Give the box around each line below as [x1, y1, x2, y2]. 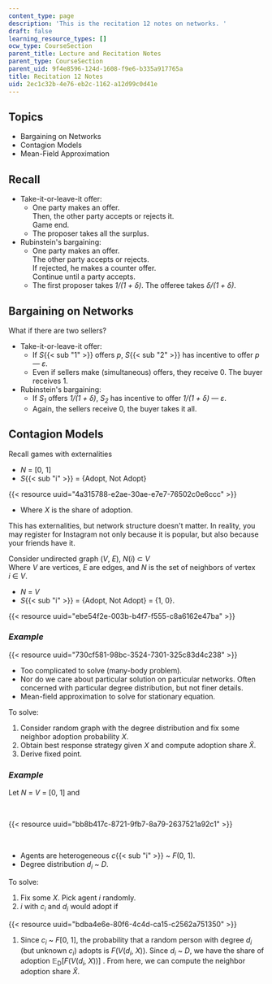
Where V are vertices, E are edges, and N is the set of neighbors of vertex [8, 562, 256, 572]
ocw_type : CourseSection [8, 42, 93, 50]
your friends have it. [8, 538, 76, 547]
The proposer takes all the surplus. [32, 229, 149, 238]
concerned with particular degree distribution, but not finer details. [19, 682, 244, 692]
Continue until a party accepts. [32, 272, 136, 281]
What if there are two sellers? [8, 325, 107, 335]
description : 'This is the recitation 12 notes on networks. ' [8, 20, 227, 28]
